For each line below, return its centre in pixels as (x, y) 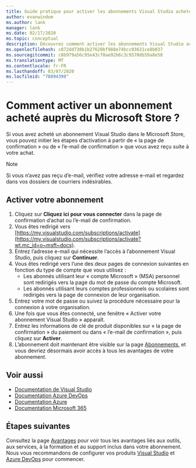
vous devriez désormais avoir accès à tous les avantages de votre (94, 351)
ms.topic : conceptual (32, 39)
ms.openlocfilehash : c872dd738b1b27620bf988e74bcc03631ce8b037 (85, 50)
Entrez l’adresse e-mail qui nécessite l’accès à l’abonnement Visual (95, 251)
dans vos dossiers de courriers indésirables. (59, 182)
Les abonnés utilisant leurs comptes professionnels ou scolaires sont (106, 288)
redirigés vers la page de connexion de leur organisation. (92, 294)
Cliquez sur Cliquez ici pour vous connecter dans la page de (88, 214)
